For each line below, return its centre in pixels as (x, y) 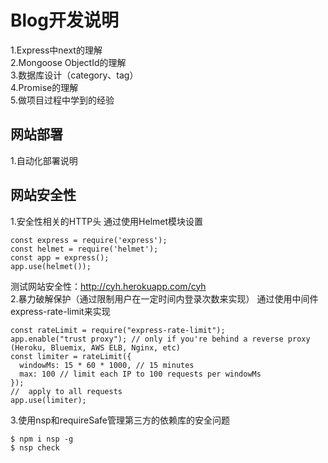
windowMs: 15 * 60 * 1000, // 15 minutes (107, 365)
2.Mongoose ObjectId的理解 (68, 62)
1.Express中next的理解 (56, 50)
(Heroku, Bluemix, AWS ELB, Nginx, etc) (96, 347)
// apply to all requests (66, 391)
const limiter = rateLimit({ (71, 356)
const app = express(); (60, 257)
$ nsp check (35, 447)
